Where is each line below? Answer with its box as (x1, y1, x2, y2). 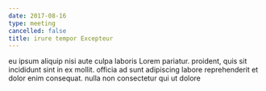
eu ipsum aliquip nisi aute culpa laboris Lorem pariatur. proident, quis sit (8, 56, 247, 66)
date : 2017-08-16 (8, 11, 67, 20)
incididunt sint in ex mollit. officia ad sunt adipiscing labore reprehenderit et (8, 65, 259, 75)
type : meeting (8, 19, 56, 27)
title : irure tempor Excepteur (8, 34, 114, 43)
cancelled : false (8, 27, 67, 35)
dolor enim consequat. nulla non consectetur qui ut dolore (8, 73, 202, 83)
